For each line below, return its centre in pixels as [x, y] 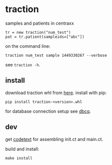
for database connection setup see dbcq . [48, 111]
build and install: [22, 149]
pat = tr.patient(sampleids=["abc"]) [45, 37]
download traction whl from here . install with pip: [56, 93]
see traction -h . [23, 64]
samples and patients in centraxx [40, 23]
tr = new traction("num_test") [38, 32]
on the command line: [28, 46]
